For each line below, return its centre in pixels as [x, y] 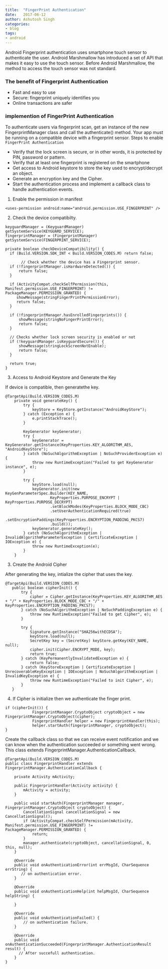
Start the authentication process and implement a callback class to [81, 184]
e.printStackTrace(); [55, 419]
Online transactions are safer [42, 103]
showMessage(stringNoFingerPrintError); [61, 320]
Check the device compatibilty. [44, 218]
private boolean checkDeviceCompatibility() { [55, 249]
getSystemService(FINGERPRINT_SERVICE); [48, 240]
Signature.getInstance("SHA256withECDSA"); [76, 632]
